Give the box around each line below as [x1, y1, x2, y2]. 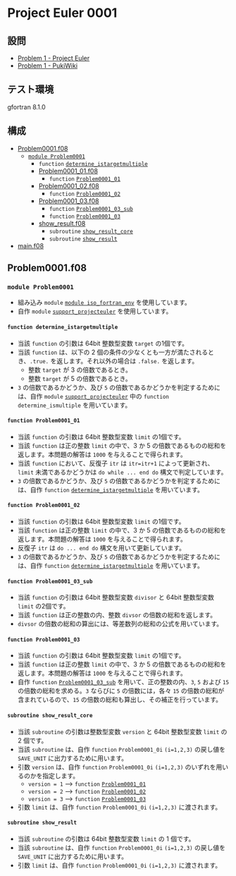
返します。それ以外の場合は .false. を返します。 [56, 356, 199, 365]
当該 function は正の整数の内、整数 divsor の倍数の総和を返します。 [17, 611, 217, 619]
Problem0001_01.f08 [38, 166, 99, 175]
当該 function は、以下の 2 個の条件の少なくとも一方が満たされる [17, 348, 209, 356]
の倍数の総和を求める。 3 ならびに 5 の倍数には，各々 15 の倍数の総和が [17, 686, 225, 695]
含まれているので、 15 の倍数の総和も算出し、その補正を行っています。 [17, 695, 222, 704]
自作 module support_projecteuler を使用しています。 [17, 307, 173, 315]
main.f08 [17, 241, 44, 250]
